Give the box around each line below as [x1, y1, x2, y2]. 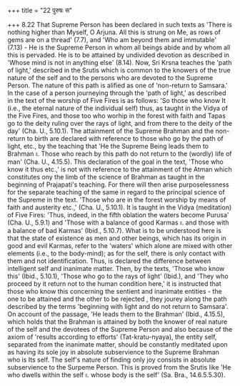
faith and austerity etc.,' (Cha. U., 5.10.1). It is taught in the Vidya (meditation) [7, 203, 232, 212]
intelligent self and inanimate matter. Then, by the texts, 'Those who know [7, 264, 225, 272]
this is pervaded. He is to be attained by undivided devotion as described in [7, 51, 230, 59]
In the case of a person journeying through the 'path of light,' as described [7, 89, 226, 97]
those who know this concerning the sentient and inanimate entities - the [7, 287, 223, 295]
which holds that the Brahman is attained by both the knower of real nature [7, 317, 228, 326]
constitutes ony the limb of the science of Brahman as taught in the [7, 173, 205, 181]
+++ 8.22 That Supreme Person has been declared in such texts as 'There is [7, 21, 233, 29]
